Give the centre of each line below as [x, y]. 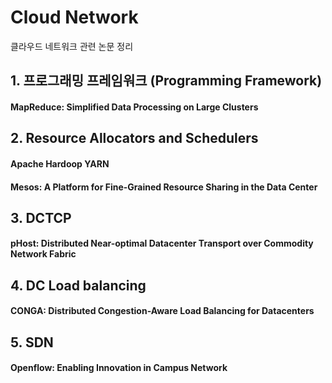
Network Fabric [43, 254]
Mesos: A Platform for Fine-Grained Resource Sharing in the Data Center [164, 187]
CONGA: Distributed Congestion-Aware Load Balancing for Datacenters [162, 311]
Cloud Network [74, 17]
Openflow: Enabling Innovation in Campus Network [119, 368]
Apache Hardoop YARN [60, 163]
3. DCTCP [41, 217]
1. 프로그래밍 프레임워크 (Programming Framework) [166, 81]
